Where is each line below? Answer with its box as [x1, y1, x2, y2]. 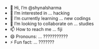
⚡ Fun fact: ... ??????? [9, 39, 54, 45]
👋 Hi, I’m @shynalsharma [9, 5, 61, 10]
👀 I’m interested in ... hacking [9, 10, 70, 16]
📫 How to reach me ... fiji [9, 26, 62, 32]
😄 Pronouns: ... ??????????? [9, 33, 68, 39]
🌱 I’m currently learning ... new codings [9, 15, 91, 21]
